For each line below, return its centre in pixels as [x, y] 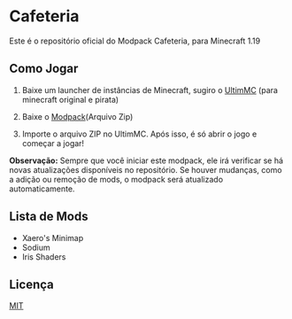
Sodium [36, 247]
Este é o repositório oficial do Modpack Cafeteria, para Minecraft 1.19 [135, 41]
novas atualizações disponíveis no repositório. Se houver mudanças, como [146, 169]
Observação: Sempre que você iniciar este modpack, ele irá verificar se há [146, 160]
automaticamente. [42, 189]
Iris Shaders [44, 257]
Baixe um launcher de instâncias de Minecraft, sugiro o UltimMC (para [150, 89]
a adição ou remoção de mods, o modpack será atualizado [116, 179]
